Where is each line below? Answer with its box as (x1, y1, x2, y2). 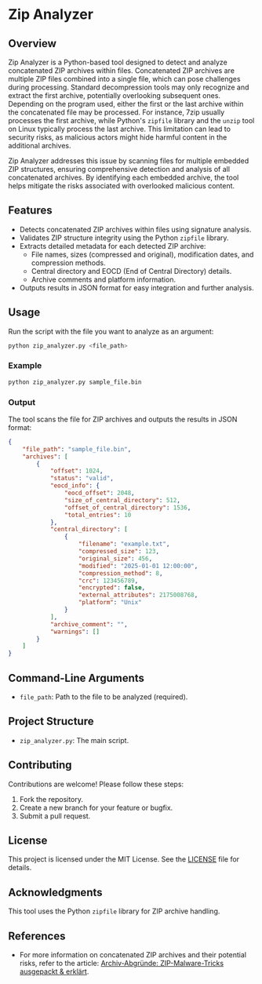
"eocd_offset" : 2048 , (64, 489, 135, 497)
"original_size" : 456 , (78, 555, 153, 563)
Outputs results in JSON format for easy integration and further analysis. (19, 282, 254, 292)
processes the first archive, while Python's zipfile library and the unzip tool (8, 116, 255, 125)
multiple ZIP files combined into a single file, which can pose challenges (8, 75, 241, 83)
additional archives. (8, 141, 71, 150)
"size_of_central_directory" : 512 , (64, 496, 180, 504)
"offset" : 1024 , (49, 467, 104, 476)
